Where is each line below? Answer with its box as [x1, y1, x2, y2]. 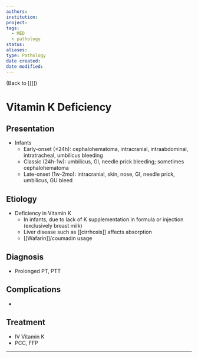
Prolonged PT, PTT [14, 268, 61, 274]
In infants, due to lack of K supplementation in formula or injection [23, 216, 184, 223]
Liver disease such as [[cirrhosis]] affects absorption [23, 228, 152, 236]
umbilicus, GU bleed [23, 177, 73, 184]
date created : [6, 58, 41, 64]
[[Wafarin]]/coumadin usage [23, 235, 93, 242]
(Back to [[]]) [6, 80, 38, 87]
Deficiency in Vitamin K [14, 210, 72, 217]
